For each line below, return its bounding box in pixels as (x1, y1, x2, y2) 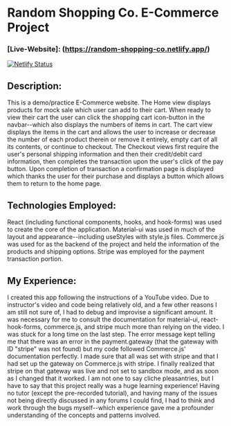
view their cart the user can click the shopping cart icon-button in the (7, 113, 205, 122)
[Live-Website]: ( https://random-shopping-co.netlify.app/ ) (7, 44, 210, 54)
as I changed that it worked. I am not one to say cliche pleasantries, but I (7, 374, 214, 382)
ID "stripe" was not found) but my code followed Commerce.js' (7, 344, 187, 353)
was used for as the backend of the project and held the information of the (7, 240, 220, 249)
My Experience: (7, 275, 77, 287)
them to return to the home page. (7, 179, 102, 188)
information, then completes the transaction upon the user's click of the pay (7, 157, 223, 166)
